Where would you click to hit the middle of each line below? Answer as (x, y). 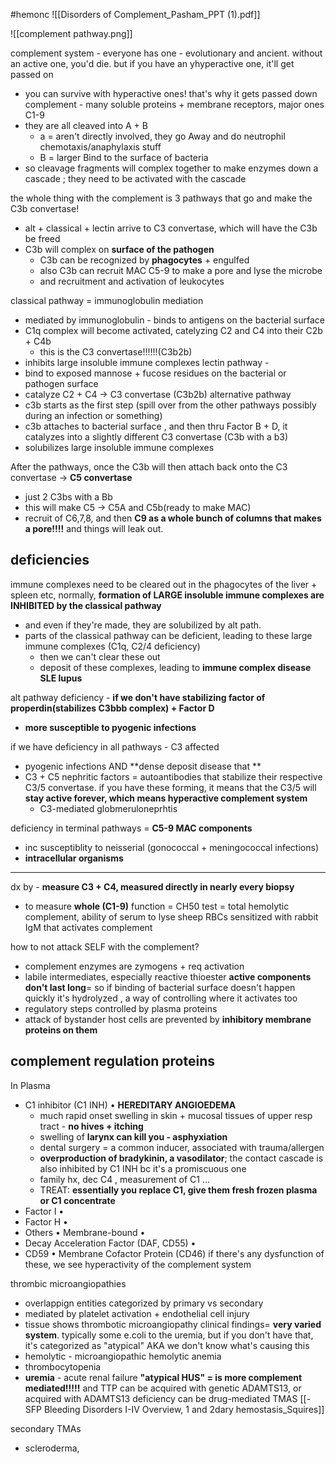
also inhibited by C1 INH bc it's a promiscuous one (143, 1168)
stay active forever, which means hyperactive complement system (166, 798)
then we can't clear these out (100, 656)
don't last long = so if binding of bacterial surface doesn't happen (160, 987)
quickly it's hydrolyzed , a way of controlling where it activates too (161, 998)
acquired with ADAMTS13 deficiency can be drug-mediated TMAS (161, 1398)
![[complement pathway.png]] (71, 33)
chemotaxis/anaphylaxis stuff (100, 147)
